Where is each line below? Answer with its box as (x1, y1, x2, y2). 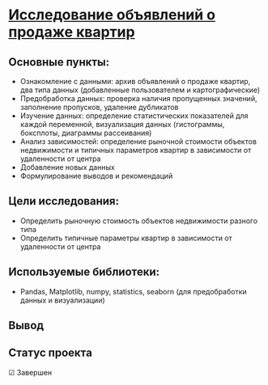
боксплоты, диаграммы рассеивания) (19, 128, 152, 137)
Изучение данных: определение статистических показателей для (19, 111, 249, 121)
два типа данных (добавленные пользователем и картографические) (19, 85, 261, 95)
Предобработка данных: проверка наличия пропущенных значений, (19, 94, 257, 103)
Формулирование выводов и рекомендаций (19, 171, 173, 180)
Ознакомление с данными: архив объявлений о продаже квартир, (19, 77, 251, 86)
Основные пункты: (8, 55, 110, 69)
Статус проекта (8, 346, 93, 360)
